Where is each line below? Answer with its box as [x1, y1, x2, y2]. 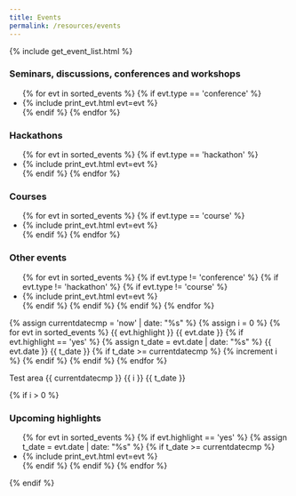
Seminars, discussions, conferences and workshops [9, 68, 242, 80]
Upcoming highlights [9, 412, 102, 424]
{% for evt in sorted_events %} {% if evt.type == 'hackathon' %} [21, 149, 259, 160]
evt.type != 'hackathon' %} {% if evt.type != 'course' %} [21, 281, 228, 292]
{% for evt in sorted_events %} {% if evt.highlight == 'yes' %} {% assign [21, 432, 287, 443]
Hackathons [9, 129, 63, 141]
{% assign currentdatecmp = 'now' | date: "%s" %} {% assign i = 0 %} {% [9, 317, 281, 328]
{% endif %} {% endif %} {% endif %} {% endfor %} [21, 300, 215, 311]
